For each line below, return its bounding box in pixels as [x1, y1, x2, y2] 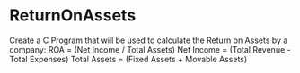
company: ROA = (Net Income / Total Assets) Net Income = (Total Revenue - [9, 44, 291, 54]
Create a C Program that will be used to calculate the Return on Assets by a [9, 35, 288, 45]
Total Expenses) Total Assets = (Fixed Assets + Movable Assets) [9, 53, 248, 64]
